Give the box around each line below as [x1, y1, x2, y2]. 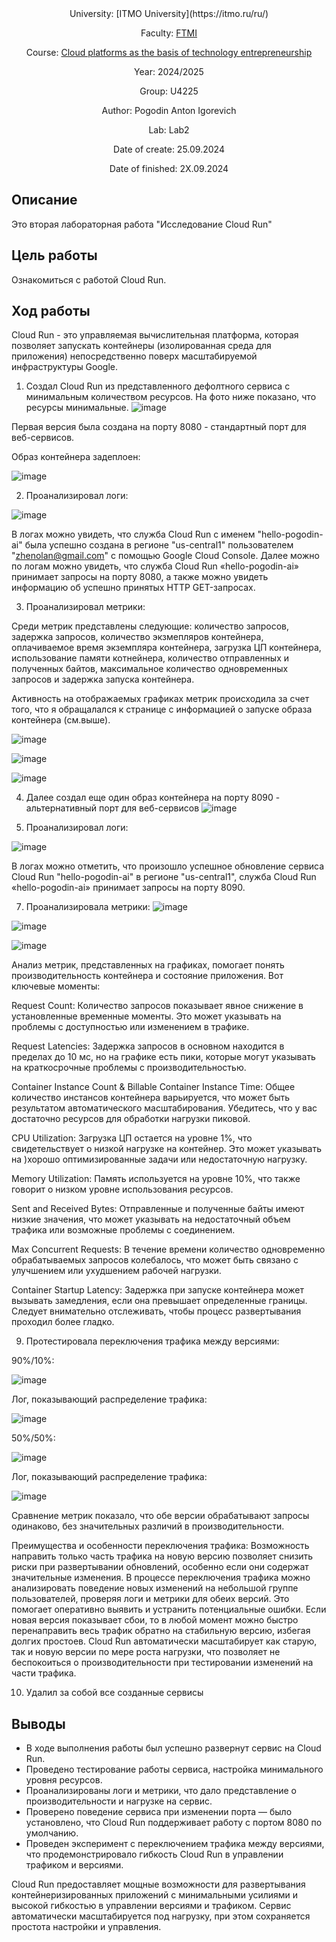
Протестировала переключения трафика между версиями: [25, 1335, 280, 1347]
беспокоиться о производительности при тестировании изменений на [11, 1657, 314, 1669]
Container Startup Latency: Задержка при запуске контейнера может [11, 1284, 304, 1296]
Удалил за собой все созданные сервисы [25, 1687, 204, 1699]
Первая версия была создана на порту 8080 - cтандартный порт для [11, 421, 307, 433]
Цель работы [11, 247, 98, 264]
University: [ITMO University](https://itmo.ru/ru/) [69, 8, 269, 19]
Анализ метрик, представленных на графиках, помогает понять [11, 959, 285, 971]
